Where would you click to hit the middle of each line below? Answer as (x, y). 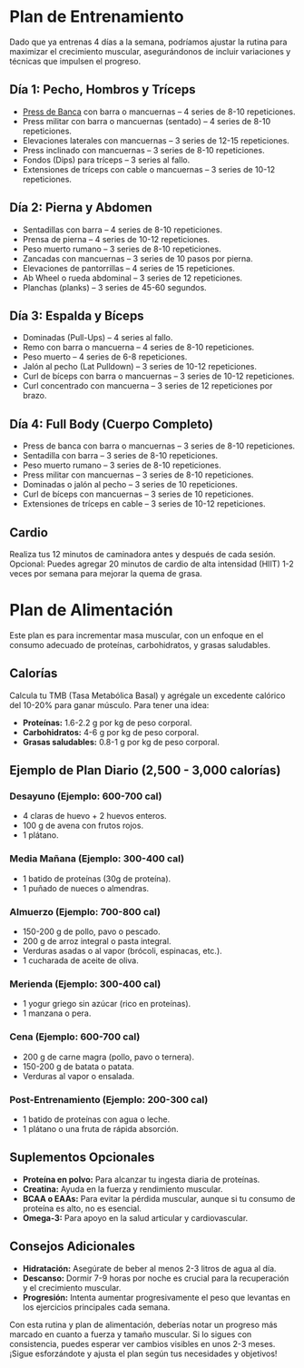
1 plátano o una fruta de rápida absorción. (100, 1128)
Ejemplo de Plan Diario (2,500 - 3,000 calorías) (145, 770)
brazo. (34, 396)
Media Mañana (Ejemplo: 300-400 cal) (97, 859)
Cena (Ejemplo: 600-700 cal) (75, 1037)
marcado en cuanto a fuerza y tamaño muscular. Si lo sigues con (131, 1334)
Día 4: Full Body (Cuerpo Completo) (111, 424)
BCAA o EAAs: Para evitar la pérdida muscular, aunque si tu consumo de (159, 1198)
